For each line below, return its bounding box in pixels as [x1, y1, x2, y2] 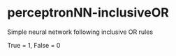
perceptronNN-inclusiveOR [7, 5, 169, 21]
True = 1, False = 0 [7, 41, 61, 49]
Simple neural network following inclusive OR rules [7, 28, 154, 36]
